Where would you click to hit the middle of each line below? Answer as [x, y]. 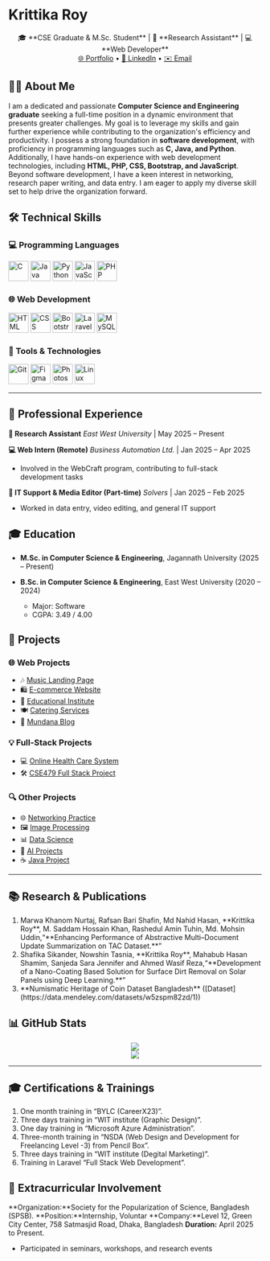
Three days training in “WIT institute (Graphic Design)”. [111, 1120]
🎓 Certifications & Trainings [82, 1088]
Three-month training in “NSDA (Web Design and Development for [129, 1137]
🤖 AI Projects [41, 851]
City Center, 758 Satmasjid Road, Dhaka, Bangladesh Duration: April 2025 [131, 1225]
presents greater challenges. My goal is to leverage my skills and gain [124, 123]
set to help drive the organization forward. [78, 191]
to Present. [27, 1233]
